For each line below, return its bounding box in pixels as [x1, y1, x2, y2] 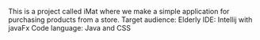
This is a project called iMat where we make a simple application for [8, 7, 230, 16]
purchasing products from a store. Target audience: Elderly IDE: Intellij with [8, 15, 253, 24]
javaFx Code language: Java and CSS [8, 24, 131, 32]
